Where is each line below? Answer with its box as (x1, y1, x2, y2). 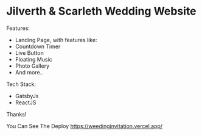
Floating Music (15, 55, 53, 63)
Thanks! (6, 110, 27, 118)
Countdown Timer (15, 43, 61, 50)
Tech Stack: (6, 81, 37, 88)
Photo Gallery (15, 62, 50, 70)
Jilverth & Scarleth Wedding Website (6, 4, 197, 18)
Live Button (15, 49, 44, 56)
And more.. (15, 68, 44, 76)
